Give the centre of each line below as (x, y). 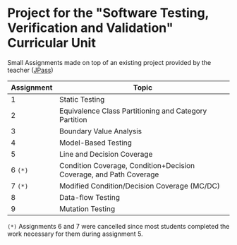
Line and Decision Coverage (106, 154)
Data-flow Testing (90, 197)
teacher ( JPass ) (31, 70)
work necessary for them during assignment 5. (75, 234)
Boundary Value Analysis (101, 131)
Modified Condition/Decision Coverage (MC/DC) (140, 186)
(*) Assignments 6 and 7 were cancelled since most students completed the (119, 226)
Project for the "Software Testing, (108, 13)
